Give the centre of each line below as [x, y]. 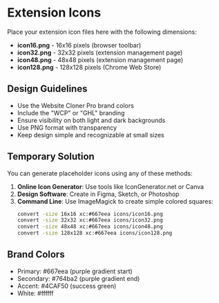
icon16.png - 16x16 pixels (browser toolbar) [79, 45]
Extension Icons [54, 13]
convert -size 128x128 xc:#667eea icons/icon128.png [95, 233]
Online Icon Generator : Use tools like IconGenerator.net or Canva [111, 186]
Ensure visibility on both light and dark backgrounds [91, 120]
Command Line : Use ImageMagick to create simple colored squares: [115, 201]
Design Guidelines [47, 89]
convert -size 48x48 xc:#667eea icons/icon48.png [90, 227]
